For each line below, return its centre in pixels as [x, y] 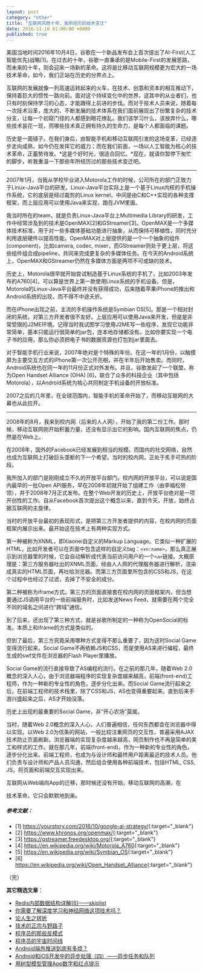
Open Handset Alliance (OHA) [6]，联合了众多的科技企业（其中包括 [95, 375]
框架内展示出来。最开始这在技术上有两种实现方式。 [70, 529]
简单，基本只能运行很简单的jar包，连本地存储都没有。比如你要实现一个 [99, 332]
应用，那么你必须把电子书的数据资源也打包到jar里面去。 [92, 340]
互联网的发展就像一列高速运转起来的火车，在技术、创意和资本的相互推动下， [101, 88]
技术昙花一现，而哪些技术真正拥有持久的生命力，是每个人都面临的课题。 [101, 126]
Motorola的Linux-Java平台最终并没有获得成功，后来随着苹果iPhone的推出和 [101, 289]
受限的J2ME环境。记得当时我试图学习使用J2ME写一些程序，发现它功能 [100, 325]
